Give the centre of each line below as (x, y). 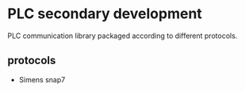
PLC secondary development (105, 14)
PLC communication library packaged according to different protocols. (122, 36)
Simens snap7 (42, 79)
